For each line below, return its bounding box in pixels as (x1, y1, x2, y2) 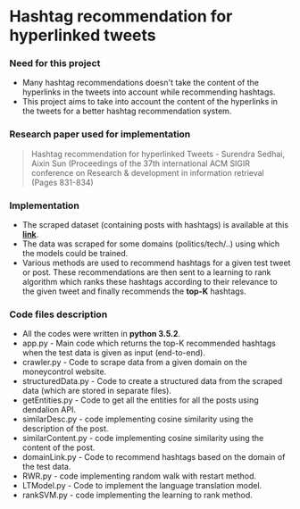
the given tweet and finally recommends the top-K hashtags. (21, 286, 247, 296)
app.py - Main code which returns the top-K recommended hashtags (21, 338, 277, 349)
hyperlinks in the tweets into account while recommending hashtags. (21, 87, 276, 97)
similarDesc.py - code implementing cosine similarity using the (21, 413, 254, 425)
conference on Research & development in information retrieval (30, 167, 265, 178)
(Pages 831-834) (30, 177, 94, 188)
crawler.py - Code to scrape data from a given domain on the (21, 357, 247, 368)
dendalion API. (21, 405, 77, 415)
